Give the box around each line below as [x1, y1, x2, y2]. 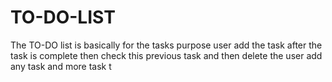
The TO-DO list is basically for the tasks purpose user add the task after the [10, 39, 323, 51]
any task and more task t [10, 60, 112, 72]
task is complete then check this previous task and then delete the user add [10, 49, 323, 61]
